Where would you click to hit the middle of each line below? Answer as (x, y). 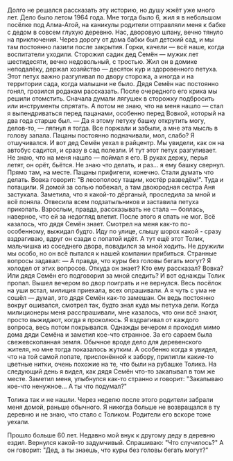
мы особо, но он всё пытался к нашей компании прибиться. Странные (112, 253)
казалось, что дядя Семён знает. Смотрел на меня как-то (93, 224)
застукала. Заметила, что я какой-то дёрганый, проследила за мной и (112, 194)
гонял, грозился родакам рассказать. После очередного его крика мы (112, 91)
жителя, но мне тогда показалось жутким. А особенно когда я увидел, (112, 349)
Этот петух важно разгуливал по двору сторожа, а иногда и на (101, 76)
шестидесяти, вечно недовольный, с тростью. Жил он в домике (102, 61)
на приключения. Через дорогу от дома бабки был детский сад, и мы (111, 40)
